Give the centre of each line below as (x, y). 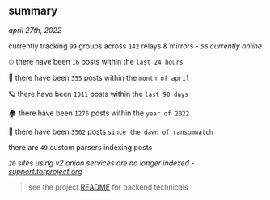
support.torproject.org (45, 171)
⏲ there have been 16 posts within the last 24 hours (96, 61)
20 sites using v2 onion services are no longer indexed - (101, 163)
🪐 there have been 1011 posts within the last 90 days (98, 94)
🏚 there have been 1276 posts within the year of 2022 (99, 113)
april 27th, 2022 (35, 30)
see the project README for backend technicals (108, 187)
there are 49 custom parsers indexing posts (80, 147)
